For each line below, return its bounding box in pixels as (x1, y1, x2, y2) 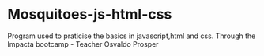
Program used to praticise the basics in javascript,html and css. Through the (7, 31, 256, 40)
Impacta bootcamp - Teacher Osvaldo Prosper (7, 39, 159, 48)
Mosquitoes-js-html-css (7, 5, 172, 23)
